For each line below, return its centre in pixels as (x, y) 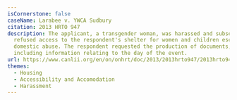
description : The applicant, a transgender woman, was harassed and (110, 33)
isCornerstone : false (39, 14)
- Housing (28, 73)
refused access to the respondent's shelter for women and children (116, 40)
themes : (19, 66)
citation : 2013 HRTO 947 (44, 27)
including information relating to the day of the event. (101, 54)
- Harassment (33, 86)
